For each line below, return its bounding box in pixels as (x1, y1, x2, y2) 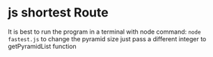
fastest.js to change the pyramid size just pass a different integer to (8, 34, 207, 43)
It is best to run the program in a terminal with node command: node (8, 27, 201, 36)
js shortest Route (8, 5, 109, 21)
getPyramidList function (8, 42, 77, 50)
